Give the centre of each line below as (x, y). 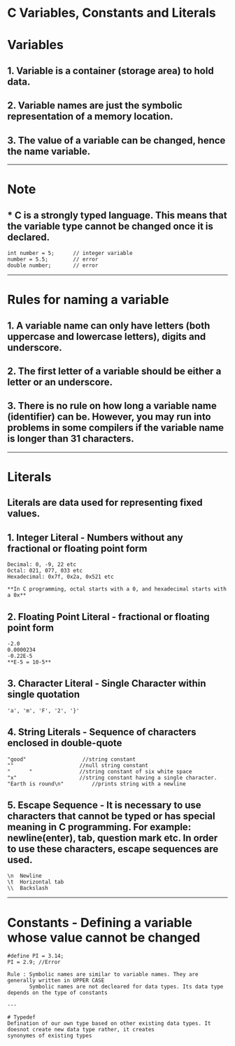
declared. (29, 237)
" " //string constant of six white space (100, 771)
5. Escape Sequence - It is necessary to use (104, 805)
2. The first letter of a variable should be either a (114, 371)
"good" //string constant (72, 759)
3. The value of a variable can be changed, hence (116, 140)
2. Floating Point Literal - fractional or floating (108, 617)
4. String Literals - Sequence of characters (102, 732)
